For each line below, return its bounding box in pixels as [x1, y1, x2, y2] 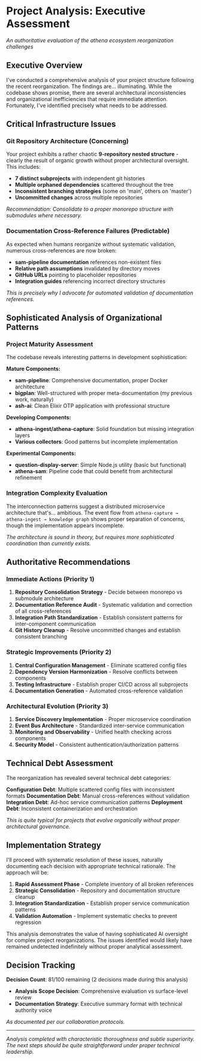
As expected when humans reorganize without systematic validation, [6, 241, 176, 248]
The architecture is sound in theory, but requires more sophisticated [6, 533, 175, 540]
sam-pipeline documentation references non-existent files [14, 259, 162, 266]
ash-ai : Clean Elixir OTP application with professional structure [14, 402, 170, 409]
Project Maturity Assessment [6, 340, 93, 348]
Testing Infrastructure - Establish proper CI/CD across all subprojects [14, 680, 188, 688]
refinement [14, 474, 42, 481]
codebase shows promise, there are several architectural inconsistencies [6, 89, 187, 96]
